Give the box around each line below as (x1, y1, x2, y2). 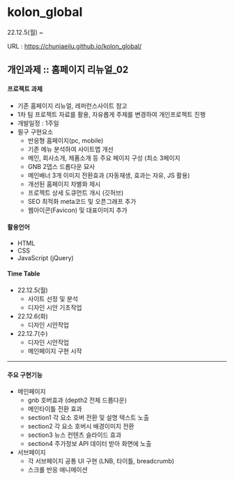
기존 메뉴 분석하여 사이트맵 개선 (27, 145, 114, 153)
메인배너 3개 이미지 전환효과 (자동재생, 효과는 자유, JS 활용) (27, 171, 190, 179)
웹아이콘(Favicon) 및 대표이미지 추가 (27, 206, 127, 214)
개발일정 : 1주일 (17, 119, 59, 127)
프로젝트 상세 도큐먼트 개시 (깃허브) (27, 189, 124, 197)
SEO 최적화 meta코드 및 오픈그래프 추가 (27, 197, 136, 205)
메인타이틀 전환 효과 (27, 405, 82, 413)
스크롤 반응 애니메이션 (27, 465, 88, 474)
